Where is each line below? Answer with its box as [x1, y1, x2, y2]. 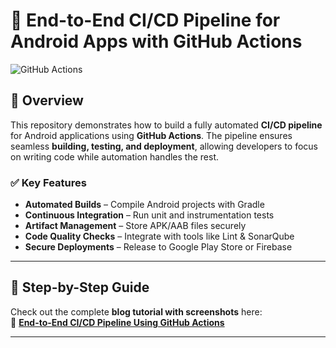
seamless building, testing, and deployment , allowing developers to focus [10, 140, 319, 152]
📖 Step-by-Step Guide [10, 279, 150, 296]
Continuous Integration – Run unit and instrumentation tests [24, 209, 275, 221]
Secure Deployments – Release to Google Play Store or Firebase [24, 241, 293, 253]
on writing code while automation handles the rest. [10, 150, 220, 163]
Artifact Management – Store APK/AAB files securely [24, 220, 247, 232]
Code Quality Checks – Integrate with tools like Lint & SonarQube [24, 230, 295, 243]
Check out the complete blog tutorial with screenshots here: [10, 305, 263, 318]
